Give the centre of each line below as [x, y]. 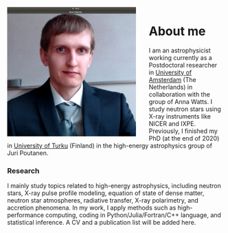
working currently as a [181, 57]
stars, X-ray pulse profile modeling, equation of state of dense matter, [106, 193]
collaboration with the [180, 94]
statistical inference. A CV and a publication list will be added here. [102, 223]
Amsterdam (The [173, 79]
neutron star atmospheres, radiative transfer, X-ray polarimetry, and [103, 201]
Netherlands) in [171, 87]
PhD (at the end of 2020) [184, 138]
